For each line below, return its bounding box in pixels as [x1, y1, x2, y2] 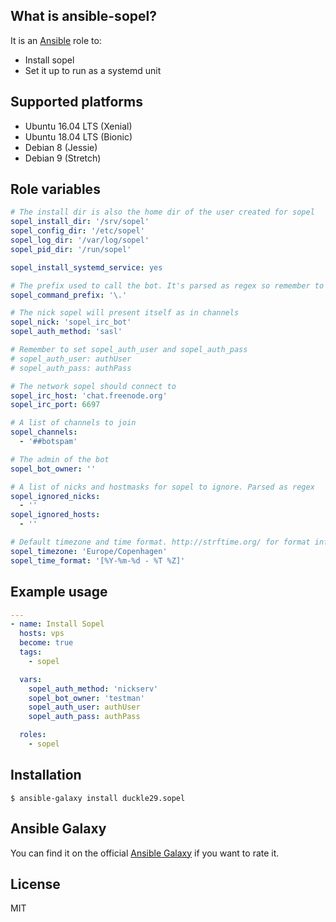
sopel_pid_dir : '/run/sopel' [10, 244, 132, 254]
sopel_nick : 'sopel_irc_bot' [10, 317, 132, 328]
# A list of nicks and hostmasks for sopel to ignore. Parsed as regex [10, 482, 315, 492]
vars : [19, 674, 43, 684]
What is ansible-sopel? [10, 8, 157, 25]
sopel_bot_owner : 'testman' [28, 693, 145, 703]
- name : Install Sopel [10, 619, 105, 629]
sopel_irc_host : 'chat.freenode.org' [10, 390, 168, 401]
